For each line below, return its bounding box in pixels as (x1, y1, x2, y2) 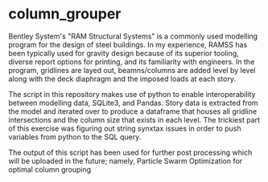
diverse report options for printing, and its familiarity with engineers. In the (8, 57, 255, 67)
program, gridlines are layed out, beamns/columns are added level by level (8, 65, 256, 75)
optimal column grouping (8, 164, 92, 174)
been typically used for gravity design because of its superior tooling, (8, 48, 239, 58)
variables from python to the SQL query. (8, 131, 142, 141)
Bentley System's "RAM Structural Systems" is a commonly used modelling (8, 31, 258, 41)
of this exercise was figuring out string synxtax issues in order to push (8, 123, 241, 133)
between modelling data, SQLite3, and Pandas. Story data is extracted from (8, 98, 259, 107)
